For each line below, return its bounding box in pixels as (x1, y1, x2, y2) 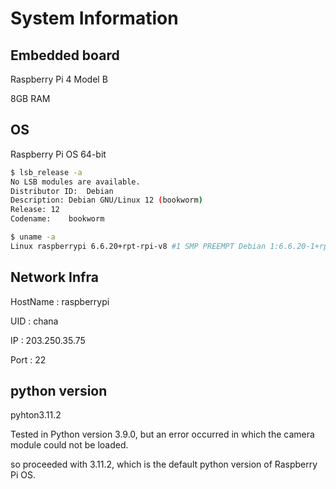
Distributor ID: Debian (10, 186, 114, 196)
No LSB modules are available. (10, 177, 141, 187)
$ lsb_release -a (10, 167, 83, 177)
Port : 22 (10, 353, 47, 366)
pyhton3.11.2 (10, 409, 62, 421)
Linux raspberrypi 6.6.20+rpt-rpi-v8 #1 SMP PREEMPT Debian (10, 241, 267, 251)
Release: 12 (10, 205, 60, 215)
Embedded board (10, 47, 120, 64)
